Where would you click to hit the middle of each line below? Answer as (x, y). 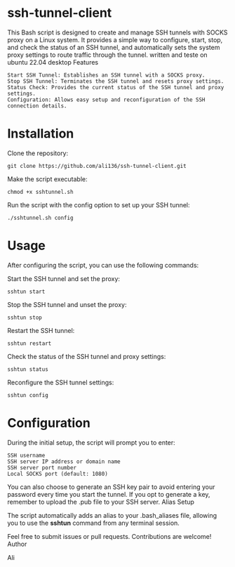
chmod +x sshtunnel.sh (40, 192)
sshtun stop (25, 318)
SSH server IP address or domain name (64, 462)
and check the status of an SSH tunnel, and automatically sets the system (114, 47)
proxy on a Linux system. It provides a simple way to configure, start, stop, (115, 39)
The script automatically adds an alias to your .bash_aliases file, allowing (112, 515)
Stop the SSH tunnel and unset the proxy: (67, 304)
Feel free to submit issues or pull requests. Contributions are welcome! (109, 536)
